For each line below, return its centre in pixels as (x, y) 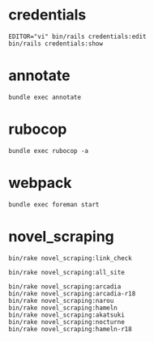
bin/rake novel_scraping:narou (61, 301)
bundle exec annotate (45, 97)
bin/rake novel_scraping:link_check (70, 258)
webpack (40, 183)
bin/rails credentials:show (56, 43)
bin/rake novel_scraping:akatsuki (67, 315)
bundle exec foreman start (54, 204)
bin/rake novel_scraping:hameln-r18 (70, 329)
